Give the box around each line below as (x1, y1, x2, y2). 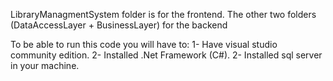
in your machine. (10, 60, 80, 71)
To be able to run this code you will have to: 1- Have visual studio (10, 39, 278, 50)
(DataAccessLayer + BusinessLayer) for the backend (10, 19, 228, 31)
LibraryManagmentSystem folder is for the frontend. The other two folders (10, 9, 317, 20)
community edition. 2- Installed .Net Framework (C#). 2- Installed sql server (10, 49, 323, 61)
